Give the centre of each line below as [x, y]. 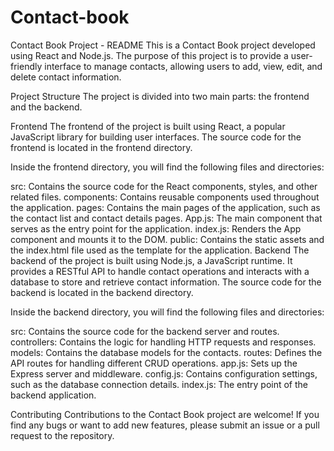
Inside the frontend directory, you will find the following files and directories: [167, 167]
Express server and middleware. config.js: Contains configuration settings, [164, 373]
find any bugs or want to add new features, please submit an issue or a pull [165, 425]
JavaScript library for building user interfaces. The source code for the [156, 137]
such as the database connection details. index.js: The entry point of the [159, 384]
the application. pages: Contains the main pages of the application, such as [165, 207]
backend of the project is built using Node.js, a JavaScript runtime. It [151, 260]
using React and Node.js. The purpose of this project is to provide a [149, 55]
